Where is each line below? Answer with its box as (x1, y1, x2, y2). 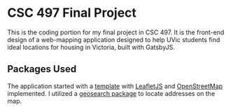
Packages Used (7, 63, 77, 75)
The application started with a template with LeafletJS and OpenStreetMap (7, 82, 223, 90)
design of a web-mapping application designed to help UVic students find (7, 35, 220, 43)
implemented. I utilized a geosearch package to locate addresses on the (7, 89, 216, 97)
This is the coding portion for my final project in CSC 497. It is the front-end (7, 28, 225, 36)
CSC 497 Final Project (7, 5, 136, 21)
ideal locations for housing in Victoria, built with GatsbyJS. (7, 43, 175, 51)
